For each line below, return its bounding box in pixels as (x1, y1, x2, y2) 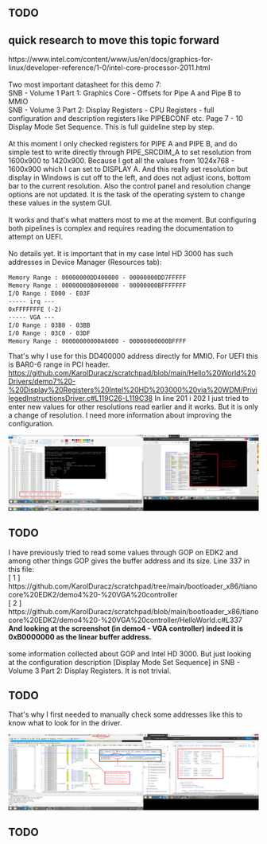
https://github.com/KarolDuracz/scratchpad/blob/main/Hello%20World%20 (8, 368, 257, 378)
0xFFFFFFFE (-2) (8, 305, 62, 313)
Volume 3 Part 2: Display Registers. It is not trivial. (8, 666, 172, 675)
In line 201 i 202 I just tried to (154, 394, 249, 403)
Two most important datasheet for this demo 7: (8, 80, 161, 90)
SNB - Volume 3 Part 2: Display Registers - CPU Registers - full (8, 105, 215, 115)
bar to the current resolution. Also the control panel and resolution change (8, 181, 251, 191)
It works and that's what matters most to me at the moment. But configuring (8, 215, 257, 225)
